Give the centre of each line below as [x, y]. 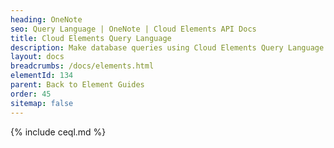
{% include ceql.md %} [58, 132]
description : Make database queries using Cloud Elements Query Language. [169, 47]
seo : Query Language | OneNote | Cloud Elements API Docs [133, 29]
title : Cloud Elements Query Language [91, 38]
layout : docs [37, 57]
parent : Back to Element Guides [77, 85]
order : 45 [31, 94]
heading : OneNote [46, 19]
